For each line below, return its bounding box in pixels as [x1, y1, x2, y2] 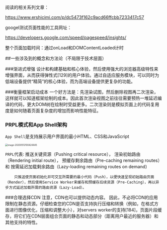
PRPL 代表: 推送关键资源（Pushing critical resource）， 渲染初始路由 [5, 151, 141, 157]
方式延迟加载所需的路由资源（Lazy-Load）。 [8, 185, 86, 190]
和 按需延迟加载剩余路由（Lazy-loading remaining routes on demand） [5, 164, 150, 170]
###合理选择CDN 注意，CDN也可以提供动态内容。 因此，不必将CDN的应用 [5, 195, 158, 201]
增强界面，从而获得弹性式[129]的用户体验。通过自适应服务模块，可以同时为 [5, 72, 160, 78]
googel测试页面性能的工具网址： [5, 24, 72, 30]
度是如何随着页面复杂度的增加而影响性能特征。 [5, 108, 101, 114]
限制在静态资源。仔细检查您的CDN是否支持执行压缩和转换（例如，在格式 [5, 201, 154, 207]
